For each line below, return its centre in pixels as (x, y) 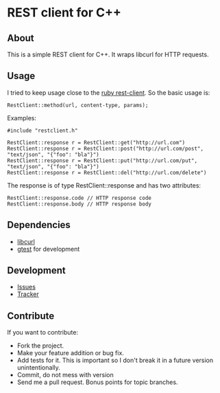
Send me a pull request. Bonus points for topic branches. (97, 382)
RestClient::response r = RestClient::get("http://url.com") (96, 142)
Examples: (22, 117)
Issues (26, 287)
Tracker (28, 294)
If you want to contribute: (43, 333)
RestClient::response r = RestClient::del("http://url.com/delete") (107, 172)
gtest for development (48, 249)
